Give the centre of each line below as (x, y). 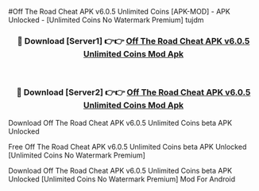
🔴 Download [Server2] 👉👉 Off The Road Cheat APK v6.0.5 (133, 92)
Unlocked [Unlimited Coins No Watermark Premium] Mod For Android (122, 179)
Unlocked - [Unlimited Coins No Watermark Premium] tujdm (106, 20)
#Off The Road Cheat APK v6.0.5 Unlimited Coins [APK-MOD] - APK (119, 12)
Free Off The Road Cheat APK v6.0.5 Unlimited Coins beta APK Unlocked (128, 146)
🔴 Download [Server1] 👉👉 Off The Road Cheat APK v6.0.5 (133, 41)
